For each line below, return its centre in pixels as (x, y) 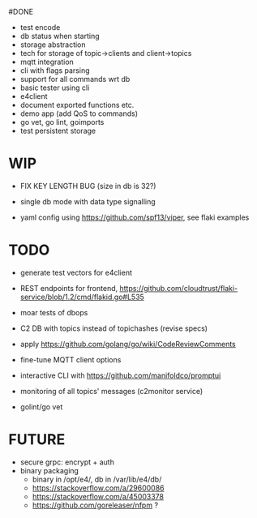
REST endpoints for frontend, (69, 288)
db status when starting (60, 36)
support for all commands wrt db (75, 79)
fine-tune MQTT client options (71, 359)
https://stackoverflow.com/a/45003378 (98, 496)
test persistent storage (58, 131)
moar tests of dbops (54, 312)
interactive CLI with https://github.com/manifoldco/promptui (120, 375)
